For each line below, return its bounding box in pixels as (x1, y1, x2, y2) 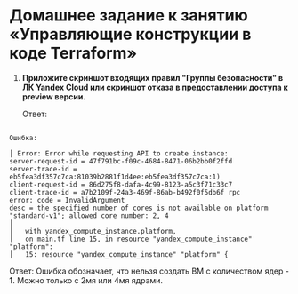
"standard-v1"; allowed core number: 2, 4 (9, 211, 169, 220)
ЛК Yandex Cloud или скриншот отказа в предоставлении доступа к (21, 82, 289, 92)
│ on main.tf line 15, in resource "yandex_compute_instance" (9, 234, 253, 243)
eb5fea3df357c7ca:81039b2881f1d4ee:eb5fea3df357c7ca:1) (9, 172, 221, 181)
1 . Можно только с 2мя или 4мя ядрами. (9, 274, 163, 285)
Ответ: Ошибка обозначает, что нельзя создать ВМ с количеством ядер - (9, 266, 289, 276)
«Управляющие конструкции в (9, 24, 252, 44)
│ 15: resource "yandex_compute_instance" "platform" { (9, 250, 229, 258)
